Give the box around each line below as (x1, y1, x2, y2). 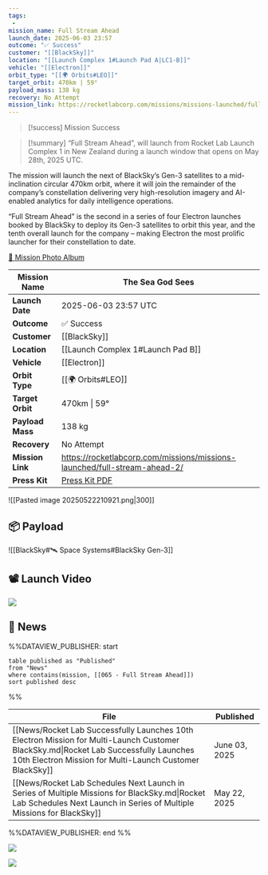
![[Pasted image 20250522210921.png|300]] (8, 495, 155, 505)
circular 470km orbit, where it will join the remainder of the (43, 179, 237, 189)
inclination (8, 179, 42, 189)
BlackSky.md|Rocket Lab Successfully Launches (12, 744, 195, 755)
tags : (8, 11, 26, 20)
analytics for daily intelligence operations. (36, 197, 174, 206)
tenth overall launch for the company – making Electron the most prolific (8, 229, 245, 238)
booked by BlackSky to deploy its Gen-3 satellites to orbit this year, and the (8, 221, 255, 230)
